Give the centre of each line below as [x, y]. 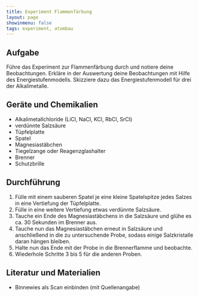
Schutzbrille [30, 163]
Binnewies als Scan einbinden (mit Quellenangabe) [77, 287]
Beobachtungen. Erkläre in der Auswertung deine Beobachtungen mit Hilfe [98, 74]
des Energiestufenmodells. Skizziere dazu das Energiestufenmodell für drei [99, 80]
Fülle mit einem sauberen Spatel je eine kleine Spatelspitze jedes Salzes [103, 197]
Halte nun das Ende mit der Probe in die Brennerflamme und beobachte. [104, 247]
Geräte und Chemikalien [52, 105]
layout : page [22, 17]
